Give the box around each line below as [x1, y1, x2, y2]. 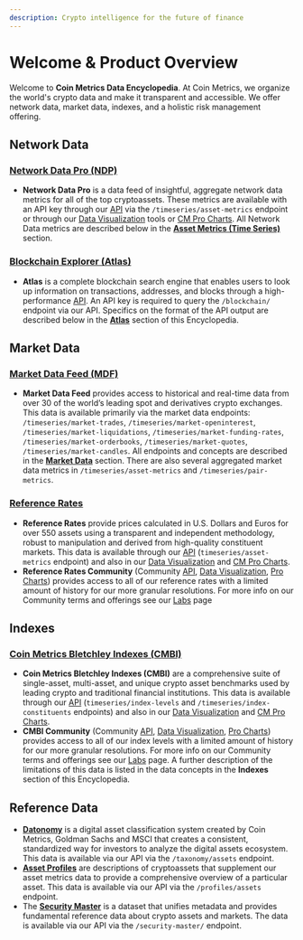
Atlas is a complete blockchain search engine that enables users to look [22, 276, 290, 287]
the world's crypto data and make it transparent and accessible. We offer [9, 91, 281, 102]
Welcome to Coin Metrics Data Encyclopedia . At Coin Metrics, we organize [9, 82, 290, 93]
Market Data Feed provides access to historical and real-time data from [22, 388, 289, 399]
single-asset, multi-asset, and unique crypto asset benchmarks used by [22, 678, 290, 689]
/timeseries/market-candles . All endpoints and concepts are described [22, 446, 288, 456]
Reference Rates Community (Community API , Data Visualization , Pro [22, 566, 284, 577]
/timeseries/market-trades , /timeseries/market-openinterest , [22, 417, 256, 428]
